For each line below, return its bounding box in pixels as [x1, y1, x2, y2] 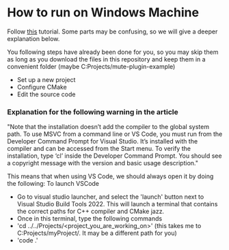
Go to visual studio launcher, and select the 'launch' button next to [16, 193, 204, 201]
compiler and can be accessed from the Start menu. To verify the [7, 145, 191, 153]
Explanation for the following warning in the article [7, 107, 179, 117]
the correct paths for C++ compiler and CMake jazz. [16, 207, 165, 216]
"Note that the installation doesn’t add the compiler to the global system [7, 123, 210, 131]
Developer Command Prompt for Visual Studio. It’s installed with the [7, 137, 198, 145]
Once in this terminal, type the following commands [16, 214, 163, 223]
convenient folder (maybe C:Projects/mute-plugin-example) [7, 62, 176, 70]
